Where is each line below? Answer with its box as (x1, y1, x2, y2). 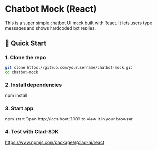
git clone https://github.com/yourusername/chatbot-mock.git (5, 65, 133, 70)
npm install (5, 92, 27, 98)
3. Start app (5, 105, 34, 112)
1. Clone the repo (5, 54, 46, 61)
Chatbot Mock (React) (5, 3, 97, 15)
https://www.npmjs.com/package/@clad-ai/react (5, 139, 105, 146)
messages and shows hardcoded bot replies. (5, 25, 96, 30)
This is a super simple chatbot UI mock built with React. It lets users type (5, 20, 153, 26)
